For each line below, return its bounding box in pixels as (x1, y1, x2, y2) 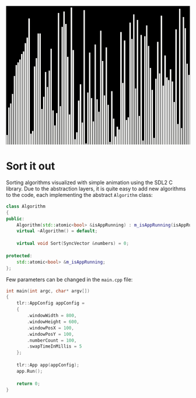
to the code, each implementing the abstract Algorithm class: (6, 191, 153, 198)
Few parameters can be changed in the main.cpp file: (6, 275, 133, 283)
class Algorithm (6, 203, 45, 209)
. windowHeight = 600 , (27, 319, 80, 325)
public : (6, 216, 25, 222)
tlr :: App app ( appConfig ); (16, 362, 80, 368)
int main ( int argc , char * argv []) (6, 288, 90, 294)
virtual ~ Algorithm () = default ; (16, 228, 98, 234)
